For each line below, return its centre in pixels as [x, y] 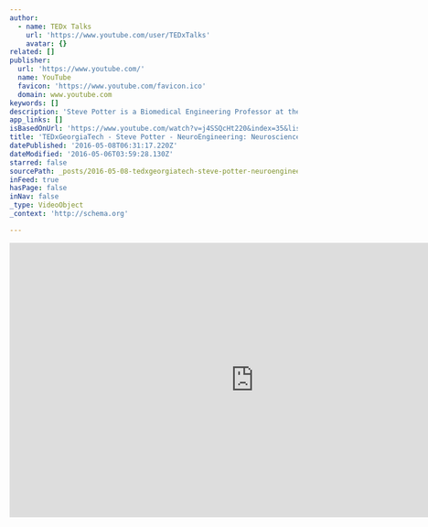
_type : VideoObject [47, 205]
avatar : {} [47, 43]
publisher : [30, 60]
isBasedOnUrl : [37, 129]
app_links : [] [37, 120]
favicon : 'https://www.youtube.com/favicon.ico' [112, 86]
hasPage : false [38, 188]
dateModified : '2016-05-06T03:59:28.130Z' [91, 154]
